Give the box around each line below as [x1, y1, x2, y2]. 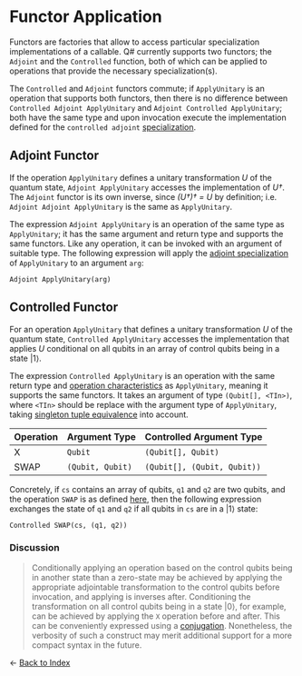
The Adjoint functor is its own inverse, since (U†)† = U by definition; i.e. [9, 191, 278, 202]
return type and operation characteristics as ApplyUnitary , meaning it [9, 380, 268, 391]
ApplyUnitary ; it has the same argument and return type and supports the [9, 228, 284, 239]
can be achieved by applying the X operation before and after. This [31, 611, 281, 621]
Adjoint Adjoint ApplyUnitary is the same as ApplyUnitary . [9, 201, 233, 212]
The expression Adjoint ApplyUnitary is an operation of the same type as [9, 218, 285, 229]
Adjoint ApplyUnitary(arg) [9, 274, 112, 283]
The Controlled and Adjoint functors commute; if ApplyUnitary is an [9, 83, 266, 94]
